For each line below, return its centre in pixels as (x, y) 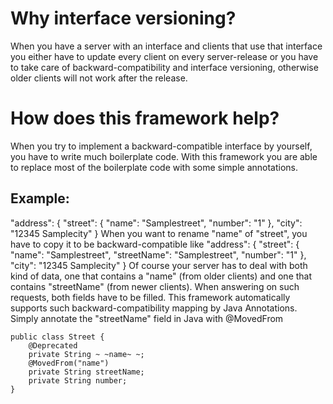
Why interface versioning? (123, 18)
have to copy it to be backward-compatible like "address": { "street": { (155, 244)
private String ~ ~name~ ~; (86, 354)
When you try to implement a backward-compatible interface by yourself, (161, 146)
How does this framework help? (145, 118)
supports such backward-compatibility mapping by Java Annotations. (154, 308)
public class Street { (57, 337)
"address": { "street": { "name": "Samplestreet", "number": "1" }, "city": (156, 223)
